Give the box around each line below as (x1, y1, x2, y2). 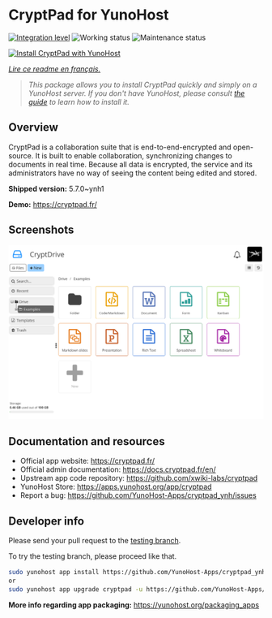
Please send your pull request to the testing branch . (8, 536, 181, 546)
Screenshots (8, 223, 74, 237)
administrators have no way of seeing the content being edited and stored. (8, 168, 257, 178)
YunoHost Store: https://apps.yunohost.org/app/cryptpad (19, 482, 212, 492)
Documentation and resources (8, 434, 165, 448)
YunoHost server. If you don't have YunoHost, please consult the (28, 88, 245, 98)
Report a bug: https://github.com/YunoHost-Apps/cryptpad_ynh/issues (19, 491, 257, 500)
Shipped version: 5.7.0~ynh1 (8, 184, 104, 193)
